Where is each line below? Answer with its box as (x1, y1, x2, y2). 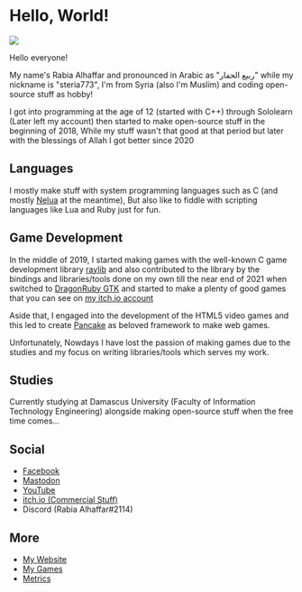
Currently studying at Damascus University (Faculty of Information (9, 396, 256, 407)
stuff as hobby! (37, 88, 93, 99)
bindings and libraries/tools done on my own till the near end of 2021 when (9, 273, 287, 284)
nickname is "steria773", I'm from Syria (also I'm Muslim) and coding (9, 78, 264, 90)
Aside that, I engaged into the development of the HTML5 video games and (9, 310, 289, 321)
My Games (22, 564, 63, 574)
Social (9, 442, 45, 457)
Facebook (22, 466, 60, 477)
